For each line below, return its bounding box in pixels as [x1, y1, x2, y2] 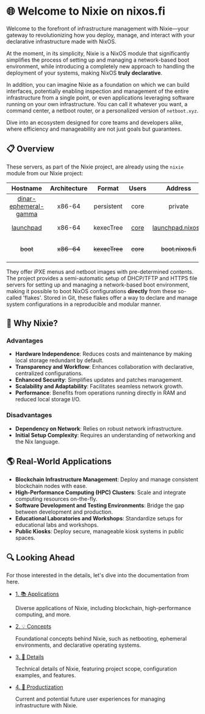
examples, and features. [15, 672, 76, 679]
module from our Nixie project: [6, 169, 84, 177]
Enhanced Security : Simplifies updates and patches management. [15, 376, 183, 384]
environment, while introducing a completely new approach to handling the [6, 62, 195, 70]
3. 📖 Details [15, 654, 45, 661]
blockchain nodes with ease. [15, 482, 87, 489]
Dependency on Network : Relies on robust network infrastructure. [15, 424, 183, 432]
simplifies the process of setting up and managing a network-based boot [6, 56, 190, 64]
